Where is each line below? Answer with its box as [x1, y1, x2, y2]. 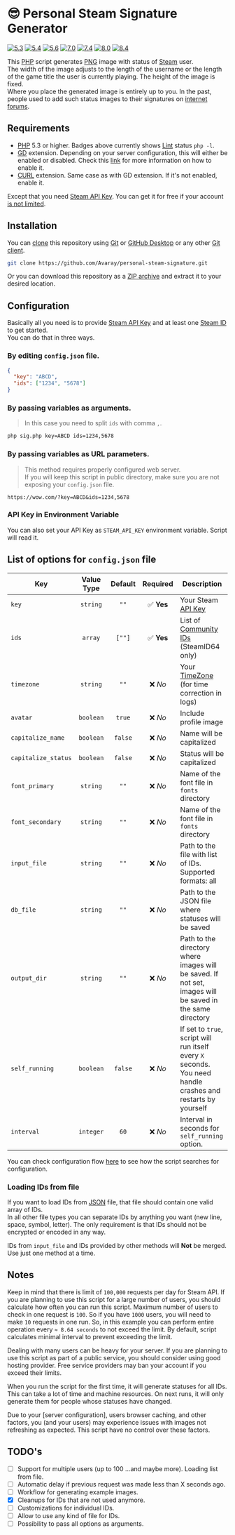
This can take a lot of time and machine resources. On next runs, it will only [7, 1389, 224, 1398]
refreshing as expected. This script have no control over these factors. [7, 1426, 211, 1434]
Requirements [7, 122, 70, 135]
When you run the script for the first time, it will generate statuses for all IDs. [7, 1382, 227, 1390]
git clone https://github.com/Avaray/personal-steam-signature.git [7, 259, 208, 267]
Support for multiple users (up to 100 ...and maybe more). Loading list [17, 1464, 218, 1473]
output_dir [10, 974, 47, 982]
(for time [180, 679, 208, 689]
